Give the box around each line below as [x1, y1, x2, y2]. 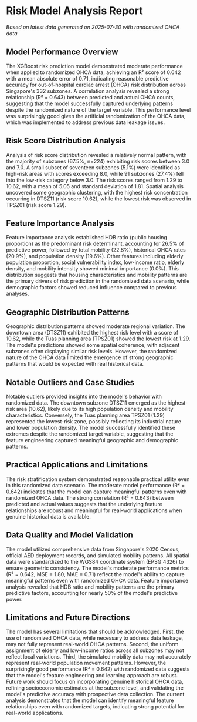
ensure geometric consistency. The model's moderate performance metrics [6, 564, 189, 571]
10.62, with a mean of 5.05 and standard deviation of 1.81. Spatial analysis [6, 182, 184, 189]
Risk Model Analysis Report [6, 4, 143, 18]
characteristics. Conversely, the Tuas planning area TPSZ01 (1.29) [6, 412, 165, 419]
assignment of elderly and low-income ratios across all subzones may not [6, 647, 185, 654]
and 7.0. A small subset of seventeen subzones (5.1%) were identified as [6, 163, 181, 171]
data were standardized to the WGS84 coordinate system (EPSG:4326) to [6, 558, 184, 565]
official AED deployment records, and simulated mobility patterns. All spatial [6, 551, 189, 559]
